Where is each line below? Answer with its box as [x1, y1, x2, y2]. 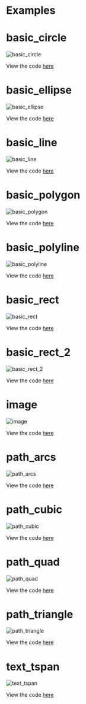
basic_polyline [6, 241, 80, 255]
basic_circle [6, 31, 67, 45]
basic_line [6, 136, 58, 150]
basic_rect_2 [6, 346, 71, 359]
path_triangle [6, 608, 74, 621]
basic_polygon [6, 188, 81, 202]
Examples [6, 4, 56, 17]
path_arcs [6, 450, 56, 464]
